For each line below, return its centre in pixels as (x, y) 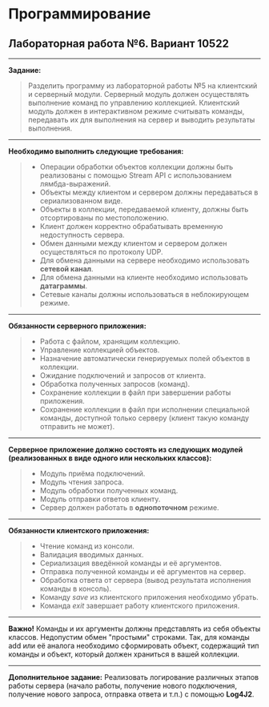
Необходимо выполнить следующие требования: (96, 151)
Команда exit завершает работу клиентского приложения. (140, 606)
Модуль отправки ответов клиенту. (100, 499)
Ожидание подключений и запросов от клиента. (123, 376)
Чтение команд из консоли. (87, 546)
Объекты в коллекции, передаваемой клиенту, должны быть (144, 209)
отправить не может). (77, 426)
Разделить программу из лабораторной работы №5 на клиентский (143, 86)
